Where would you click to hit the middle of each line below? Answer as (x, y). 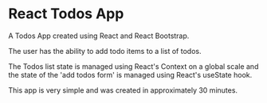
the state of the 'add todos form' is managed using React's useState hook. (130, 74)
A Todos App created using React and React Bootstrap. (99, 36)
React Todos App (66, 14)
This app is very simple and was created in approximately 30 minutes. (123, 90)
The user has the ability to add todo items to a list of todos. (105, 51)
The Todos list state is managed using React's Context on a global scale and (133, 66)
